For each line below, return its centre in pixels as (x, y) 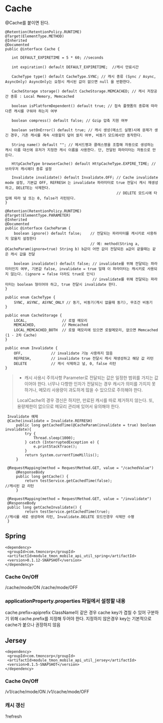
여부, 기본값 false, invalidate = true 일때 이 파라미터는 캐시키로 (83, 269)
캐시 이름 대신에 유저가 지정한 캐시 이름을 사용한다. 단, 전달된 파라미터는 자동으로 (78, 150)
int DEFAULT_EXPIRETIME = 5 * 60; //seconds (58, 57)
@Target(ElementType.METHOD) (35, 36)
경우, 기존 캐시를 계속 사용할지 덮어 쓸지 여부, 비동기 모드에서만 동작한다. (77, 135)
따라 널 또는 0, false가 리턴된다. (45, 198)
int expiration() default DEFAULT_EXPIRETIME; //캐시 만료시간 (75, 67)
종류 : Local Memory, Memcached (42, 96)
